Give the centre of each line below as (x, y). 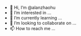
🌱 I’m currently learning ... (36, 18)
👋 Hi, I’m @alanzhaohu (32, 8)
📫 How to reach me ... (32, 28)
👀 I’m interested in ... (30, 13)
